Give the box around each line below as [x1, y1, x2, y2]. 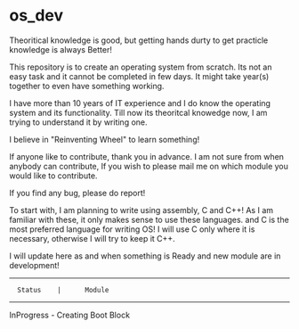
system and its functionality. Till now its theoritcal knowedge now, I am [9, 107, 268, 118]
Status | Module [17, 285, 109, 294]
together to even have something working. [9, 80, 165, 91]
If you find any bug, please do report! [9, 187, 146, 198]
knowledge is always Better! [9, 44, 113, 54]
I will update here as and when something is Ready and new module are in [9, 251, 281, 261]
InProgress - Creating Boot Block [9, 309, 131, 320]
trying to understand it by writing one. [9, 117, 149, 127]
